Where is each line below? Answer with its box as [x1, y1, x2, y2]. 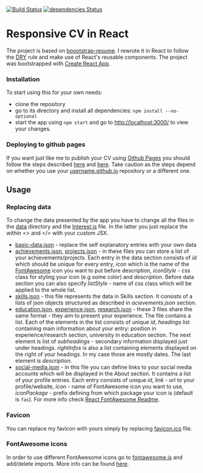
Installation [6, 75, 40, 83]
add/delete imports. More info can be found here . [6, 460, 129, 467]
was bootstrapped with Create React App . [6, 59, 111, 67]
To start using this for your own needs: [6, 89, 103, 96]
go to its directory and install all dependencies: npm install [14, 107, 163, 115]
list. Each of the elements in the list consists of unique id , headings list [14, 318, 190, 326]
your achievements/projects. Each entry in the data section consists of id [14, 254, 197, 261]
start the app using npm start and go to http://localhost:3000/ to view [14, 119, 188, 126]
